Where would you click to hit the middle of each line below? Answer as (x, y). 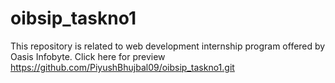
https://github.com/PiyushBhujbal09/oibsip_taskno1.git (122, 67)
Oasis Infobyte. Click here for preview (88, 56)
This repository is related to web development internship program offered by (168, 46)
